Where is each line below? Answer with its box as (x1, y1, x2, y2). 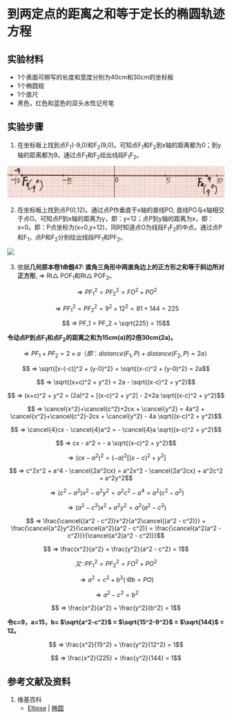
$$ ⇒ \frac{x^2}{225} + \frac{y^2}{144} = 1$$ (50, 654, 182, 662)
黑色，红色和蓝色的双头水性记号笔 (17, 99, 115, 107)
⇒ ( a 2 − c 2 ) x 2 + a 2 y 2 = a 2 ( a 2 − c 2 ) (67, 502, 167, 511)
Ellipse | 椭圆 (27, 704, 64, 713)
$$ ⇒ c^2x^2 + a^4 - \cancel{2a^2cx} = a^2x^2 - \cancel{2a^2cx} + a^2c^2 (9, 466, 223, 475)
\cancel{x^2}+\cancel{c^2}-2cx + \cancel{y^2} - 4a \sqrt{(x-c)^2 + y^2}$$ (10, 412, 222, 420)
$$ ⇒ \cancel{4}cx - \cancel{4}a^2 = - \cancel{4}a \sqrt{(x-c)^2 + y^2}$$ (10, 425, 222, 433)
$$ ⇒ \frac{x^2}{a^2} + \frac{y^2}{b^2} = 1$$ (50, 603, 182, 612)
